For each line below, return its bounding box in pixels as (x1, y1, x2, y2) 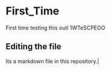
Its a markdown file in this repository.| (5, 57, 100, 64)
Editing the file (5, 42, 62, 52)
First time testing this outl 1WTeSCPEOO (5, 24, 106, 31)
